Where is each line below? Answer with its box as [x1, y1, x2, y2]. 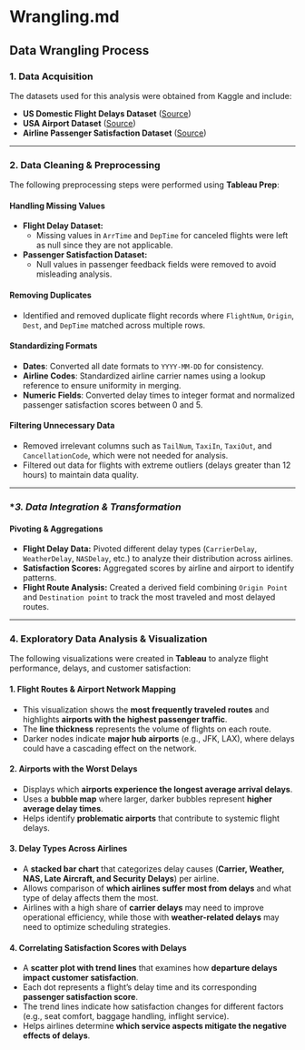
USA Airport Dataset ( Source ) [22, 117, 136, 128]
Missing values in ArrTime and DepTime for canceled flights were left [35, 230, 289, 241]
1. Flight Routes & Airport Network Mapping [9, 684, 177, 694]
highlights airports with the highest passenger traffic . [22, 713, 228, 724]
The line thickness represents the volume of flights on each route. [22, 723, 271, 734]
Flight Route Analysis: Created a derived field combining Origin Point [22, 582, 289, 593]
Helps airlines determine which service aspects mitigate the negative [22, 1021, 288, 1032]
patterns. [22, 572, 57, 583]
